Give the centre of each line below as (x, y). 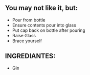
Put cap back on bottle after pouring (49, 30)
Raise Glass (24, 35)
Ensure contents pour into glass (44, 25)
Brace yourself (27, 41)
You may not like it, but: (42, 8)
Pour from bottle (29, 20)
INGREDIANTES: (30, 56)
